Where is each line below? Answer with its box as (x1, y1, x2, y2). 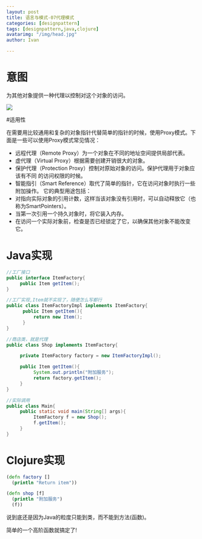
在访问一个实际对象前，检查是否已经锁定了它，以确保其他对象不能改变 (15, 217, 191, 225)
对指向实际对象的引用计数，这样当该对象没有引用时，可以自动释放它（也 (15, 195, 196, 202)
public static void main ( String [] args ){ (19, 408, 126, 415)
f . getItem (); (33, 420, 67, 426)
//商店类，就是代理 (6, 336, 49, 342)
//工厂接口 (6, 269, 30, 275)
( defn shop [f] (6, 490, 45, 497)
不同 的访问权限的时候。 (25, 172, 86, 179)
